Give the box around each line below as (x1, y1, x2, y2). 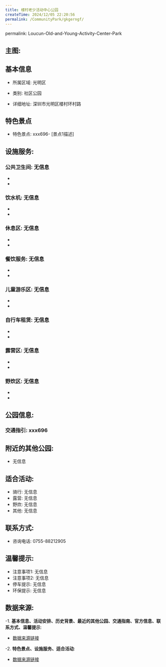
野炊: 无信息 (12, 502, 38, 508)
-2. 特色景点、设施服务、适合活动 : (5, 645, 75, 651)
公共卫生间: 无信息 (5, 163, 50, 171)
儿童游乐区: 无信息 (5, 286, 50, 293)
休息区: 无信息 (5, 225, 39, 232)
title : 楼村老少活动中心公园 (5, 7, 59, 13)
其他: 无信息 (12, 508, 38, 514)
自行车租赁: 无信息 (5, 316, 50, 323)
